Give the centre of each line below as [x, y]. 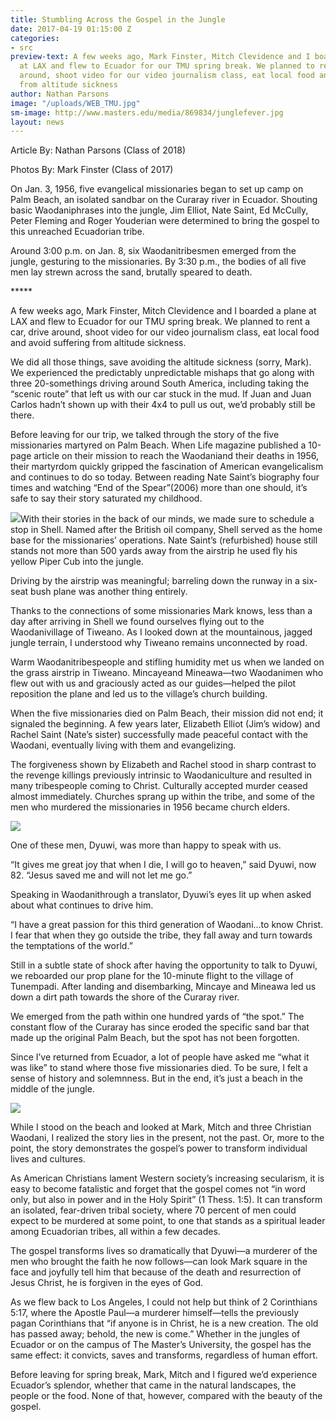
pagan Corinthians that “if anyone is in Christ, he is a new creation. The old [164, 1323]
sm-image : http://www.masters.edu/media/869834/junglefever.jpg [147, 112]
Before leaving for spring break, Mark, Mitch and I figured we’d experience [164, 1375]
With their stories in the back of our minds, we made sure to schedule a [167, 519]
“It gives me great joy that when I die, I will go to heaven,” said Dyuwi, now [163, 865]
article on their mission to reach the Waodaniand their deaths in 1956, [176, 456]
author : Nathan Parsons [60, 94]
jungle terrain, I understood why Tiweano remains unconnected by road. [159, 643]
